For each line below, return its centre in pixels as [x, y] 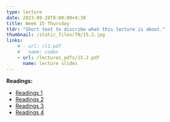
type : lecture [24, 12]
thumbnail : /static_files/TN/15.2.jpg [56, 35]
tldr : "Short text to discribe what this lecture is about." [86, 29]
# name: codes [38, 52]
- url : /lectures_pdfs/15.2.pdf [58, 58]
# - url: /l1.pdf [39, 47]
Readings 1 [29, 93]
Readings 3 [29, 105]
